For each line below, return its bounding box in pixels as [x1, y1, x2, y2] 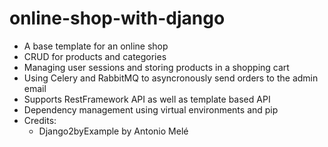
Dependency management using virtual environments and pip [23, 103, 279, 116]
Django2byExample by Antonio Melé [38, 125, 189, 137]
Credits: [23, 114, 57, 126]
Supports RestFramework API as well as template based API [23, 93, 271, 105]
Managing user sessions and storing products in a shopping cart [23, 61, 290, 73]
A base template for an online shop [23, 40, 169, 52]
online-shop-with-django [9, 7, 226, 30]
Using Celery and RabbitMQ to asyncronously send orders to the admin [23, 72, 319, 84]
